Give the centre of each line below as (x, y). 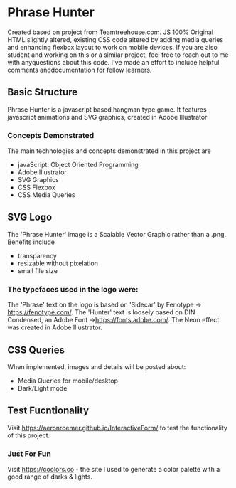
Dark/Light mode (42, 388)
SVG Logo (30, 217)
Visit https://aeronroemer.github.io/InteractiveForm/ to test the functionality (117, 428)
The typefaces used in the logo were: (73, 289)
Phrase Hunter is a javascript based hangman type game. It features (107, 109)
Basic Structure (43, 92)
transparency (37, 255)
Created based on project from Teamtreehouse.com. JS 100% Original (111, 32)
